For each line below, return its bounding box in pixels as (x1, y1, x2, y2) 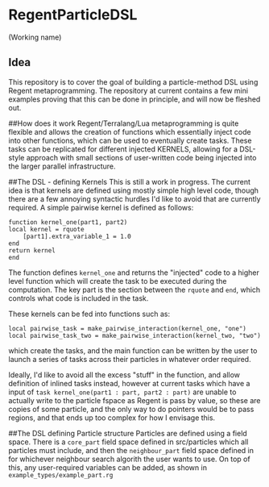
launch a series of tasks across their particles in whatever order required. (8, 354, 251, 364)
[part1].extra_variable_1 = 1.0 (23, 232, 131, 240)
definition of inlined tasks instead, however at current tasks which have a (8, 378, 250, 388)
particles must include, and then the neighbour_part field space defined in (8, 445, 255, 455)
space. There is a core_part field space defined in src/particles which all (8, 437, 249, 447)
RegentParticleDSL (8, 6, 138, 24)
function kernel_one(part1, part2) (8, 218, 128, 227)
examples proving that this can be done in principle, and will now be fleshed (8, 94, 261, 104)
